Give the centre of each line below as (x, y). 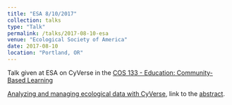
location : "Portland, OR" (45, 53)
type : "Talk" (26, 27)
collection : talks (34, 20)
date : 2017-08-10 (33, 46)
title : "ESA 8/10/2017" (42, 14)
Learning (40, 80)
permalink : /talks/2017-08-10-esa (58, 33)
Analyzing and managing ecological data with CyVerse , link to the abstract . (116, 93)
